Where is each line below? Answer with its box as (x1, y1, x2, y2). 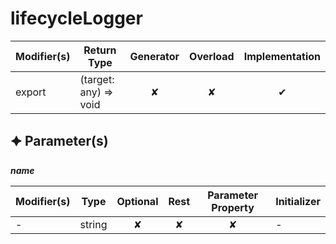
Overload (189, 49, 235, 63)
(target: (79, 72, 115, 86)
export (15, 85, 47, 99)
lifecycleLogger (10, 7, 143, 30)
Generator (129, 49, 180, 63)
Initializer (275, 194, 321, 208)
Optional (116, 194, 159, 208)
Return (83, 43, 117, 57)
